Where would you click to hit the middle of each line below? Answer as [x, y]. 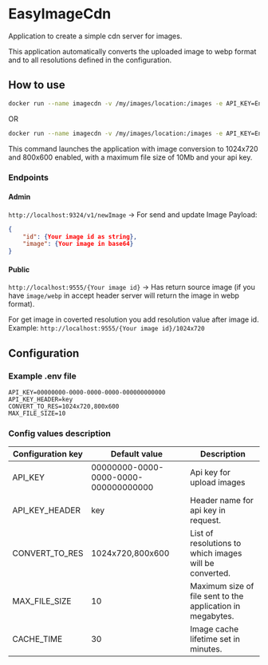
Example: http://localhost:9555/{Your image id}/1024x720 [106, 328]
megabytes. [212, 616]
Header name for [222, 501]
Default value [137, 454]
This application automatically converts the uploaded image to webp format [132, 51]
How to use [37, 85]
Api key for [211, 473]
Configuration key [48, 454]
